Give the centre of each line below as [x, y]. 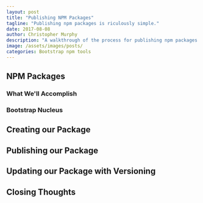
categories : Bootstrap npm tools [49, 52]
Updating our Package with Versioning [81, 171]
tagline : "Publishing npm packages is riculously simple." [83, 23]
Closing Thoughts [41, 192]
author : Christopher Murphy [42, 35]
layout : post [23, 12]
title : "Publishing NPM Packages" [50, 18]
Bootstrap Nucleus [34, 110]
